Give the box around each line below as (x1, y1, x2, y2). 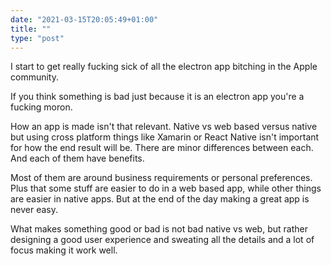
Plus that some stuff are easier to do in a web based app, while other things (10, 182, 322, 195)
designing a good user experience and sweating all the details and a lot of (10, 234, 315, 246)
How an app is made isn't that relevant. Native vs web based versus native (10, 121, 318, 133)
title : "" (10, 24, 52, 34)
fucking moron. (10, 101, 73, 113)
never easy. (10, 204, 58, 216)
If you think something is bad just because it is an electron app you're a (10, 91, 305, 103)
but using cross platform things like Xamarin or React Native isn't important (10, 131, 320, 143)
